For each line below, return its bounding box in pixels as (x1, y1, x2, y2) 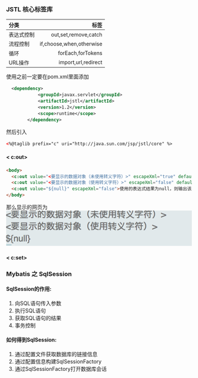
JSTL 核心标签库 (6, 5, 53, 13)
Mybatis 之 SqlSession (6, 269, 72, 278)
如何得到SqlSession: (6, 336, 57, 343)
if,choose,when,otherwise (39, 40, 103, 47)
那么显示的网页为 (6, 203, 48, 211)
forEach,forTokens (58, 50, 103, 57)
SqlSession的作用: (6, 285, 52, 292)
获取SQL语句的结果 (14, 314, 62, 321)
